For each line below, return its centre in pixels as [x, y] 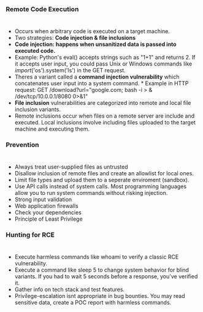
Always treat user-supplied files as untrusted [71, 167]
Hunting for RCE [30, 235]
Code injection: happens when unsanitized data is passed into [95, 44]
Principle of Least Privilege [49, 219]
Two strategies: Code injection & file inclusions [75, 38]
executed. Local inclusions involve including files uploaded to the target [105, 123]
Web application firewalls [46, 206]
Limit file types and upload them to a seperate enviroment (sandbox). [102, 180]
